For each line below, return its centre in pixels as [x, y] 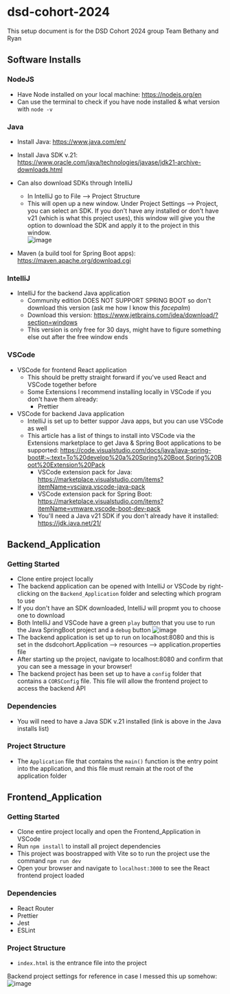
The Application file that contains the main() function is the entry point [117, 761]
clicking [28, 594]
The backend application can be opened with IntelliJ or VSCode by [112, 586]
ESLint [26, 930]
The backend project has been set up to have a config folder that [109, 674]
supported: [43, 450]
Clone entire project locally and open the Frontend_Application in [109, 832]
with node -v [35, 109]
